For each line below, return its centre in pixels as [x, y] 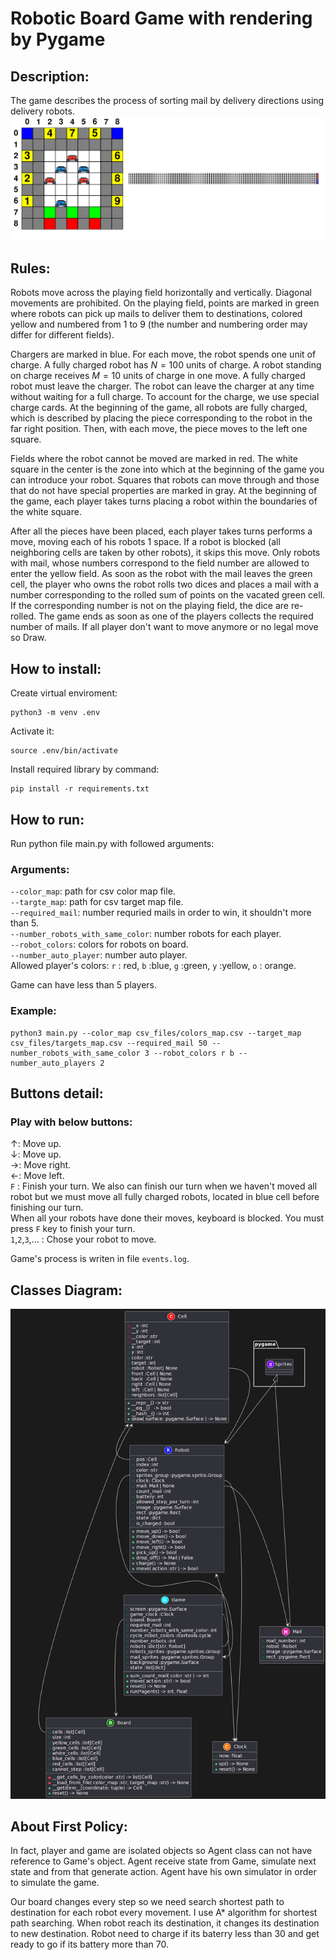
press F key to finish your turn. [73, 1229]
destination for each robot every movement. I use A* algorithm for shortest [164, 1913]
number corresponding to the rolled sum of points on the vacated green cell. [168, 595]
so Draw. [28, 638]
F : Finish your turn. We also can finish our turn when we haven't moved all [164, 1186]
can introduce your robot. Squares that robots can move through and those [165, 480]
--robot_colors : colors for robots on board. [99, 944]
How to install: [56, 668]
